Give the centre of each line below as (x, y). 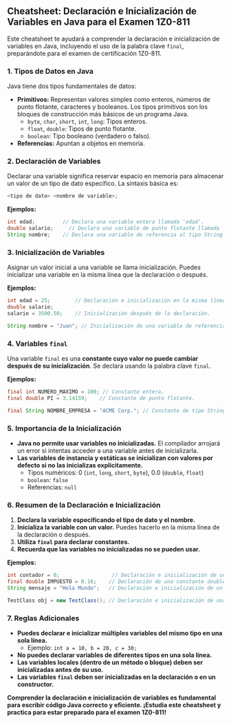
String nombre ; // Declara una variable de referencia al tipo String (115, 235)
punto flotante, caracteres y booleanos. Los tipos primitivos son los (112, 107)
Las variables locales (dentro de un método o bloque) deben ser (110, 662)
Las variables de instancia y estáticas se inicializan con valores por (115, 458)
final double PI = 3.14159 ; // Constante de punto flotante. (101, 398)
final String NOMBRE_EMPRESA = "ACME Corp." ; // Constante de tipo (106, 410)
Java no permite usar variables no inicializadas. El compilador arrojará (119, 443)
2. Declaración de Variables (54, 161)
